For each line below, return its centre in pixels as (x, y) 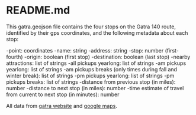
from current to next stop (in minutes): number (63, 94)
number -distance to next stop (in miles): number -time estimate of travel (95, 88)
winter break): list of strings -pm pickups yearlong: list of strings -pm (90, 75)
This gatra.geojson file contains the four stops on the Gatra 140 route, (91, 27)
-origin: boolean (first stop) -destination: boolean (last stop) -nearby (107, 57)
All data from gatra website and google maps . (62, 106)
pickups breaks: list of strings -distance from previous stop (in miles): (91, 82)
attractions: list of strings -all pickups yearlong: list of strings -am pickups (96, 63)
